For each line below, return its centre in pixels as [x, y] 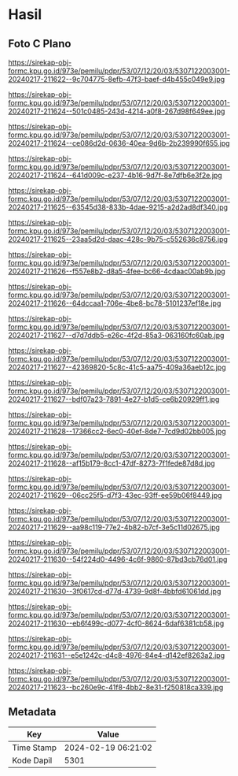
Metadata [32, 712]
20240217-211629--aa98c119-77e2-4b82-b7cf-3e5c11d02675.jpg [114, 527]
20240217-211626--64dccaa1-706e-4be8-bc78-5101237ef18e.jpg [115, 303]
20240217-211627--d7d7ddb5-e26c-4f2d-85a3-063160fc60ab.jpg [116, 335]
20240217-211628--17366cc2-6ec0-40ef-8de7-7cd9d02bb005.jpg [117, 431]
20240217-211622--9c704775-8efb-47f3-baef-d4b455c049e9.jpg [117, 79]
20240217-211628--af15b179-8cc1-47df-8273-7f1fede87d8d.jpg [112, 463]
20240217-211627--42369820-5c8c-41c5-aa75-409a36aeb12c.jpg [117, 367]
